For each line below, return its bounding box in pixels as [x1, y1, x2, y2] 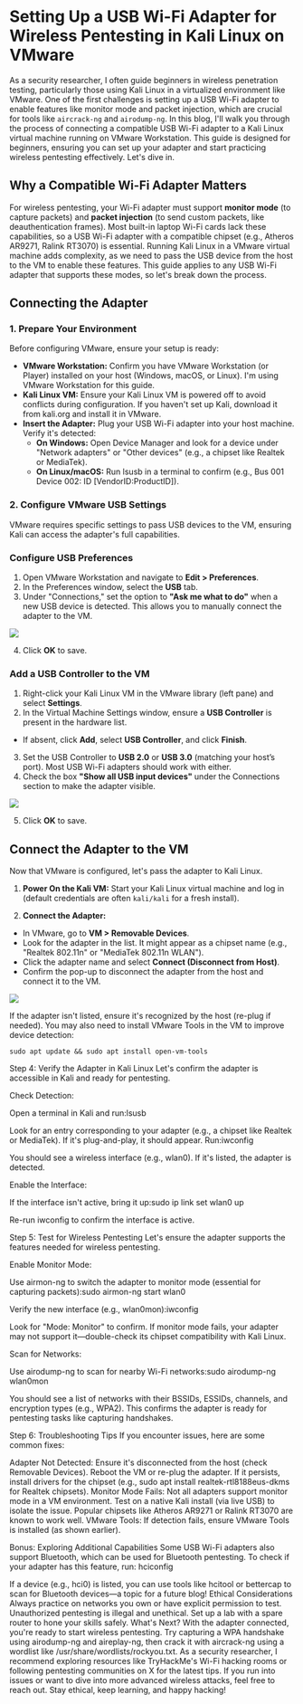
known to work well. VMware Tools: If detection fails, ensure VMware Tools [9, 1515, 289, 1526]
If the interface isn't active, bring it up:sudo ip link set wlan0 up [9, 1197, 244, 1208]
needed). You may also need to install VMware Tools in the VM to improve [9, 1020, 285, 1031]
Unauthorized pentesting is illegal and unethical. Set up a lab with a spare [9, 1608, 283, 1619]
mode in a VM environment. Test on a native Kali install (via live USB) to [9, 1496, 275, 1507]
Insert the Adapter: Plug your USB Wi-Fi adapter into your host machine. [22, 418, 295, 429]
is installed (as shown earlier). [9, 1525, 121, 1536]
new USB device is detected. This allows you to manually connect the [22, 601, 282, 612]
